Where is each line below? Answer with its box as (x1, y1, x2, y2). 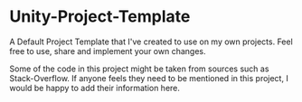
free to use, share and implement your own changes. (9, 45, 206, 56)
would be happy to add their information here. (9, 82, 181, 93)
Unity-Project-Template (9, 6, 191, 27)
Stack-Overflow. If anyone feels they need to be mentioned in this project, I (9, 72, 289, 83)
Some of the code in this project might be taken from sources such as (9, 63, 269, 74)
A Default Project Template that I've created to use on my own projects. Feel (9, 36, 294, 47)
